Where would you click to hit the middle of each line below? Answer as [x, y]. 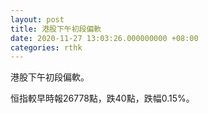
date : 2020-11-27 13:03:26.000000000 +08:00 [104, 38]
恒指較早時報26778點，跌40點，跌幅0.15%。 [102, 98]
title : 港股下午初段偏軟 [56, 29]
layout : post [37, 19]
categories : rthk [46, 47]
